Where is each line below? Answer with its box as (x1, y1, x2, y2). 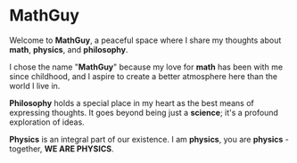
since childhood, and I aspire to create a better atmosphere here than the (9, 70, 278, 81)
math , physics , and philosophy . (9, 44, 128, 54)
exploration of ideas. (9, 117, 85, 127)
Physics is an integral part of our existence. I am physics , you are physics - (9, 134, 290, 144)
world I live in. (9, 80, 61, 91)
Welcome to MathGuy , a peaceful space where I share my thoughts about (9, 35, 282, 45)
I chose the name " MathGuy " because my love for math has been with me (9, 61, 284, 72)
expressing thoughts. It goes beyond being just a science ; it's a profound (9, 107, 279, 118)
